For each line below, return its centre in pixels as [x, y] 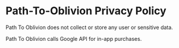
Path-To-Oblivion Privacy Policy [86, 11]
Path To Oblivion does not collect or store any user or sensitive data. [89, 27]
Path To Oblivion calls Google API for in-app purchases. [74, 39]
